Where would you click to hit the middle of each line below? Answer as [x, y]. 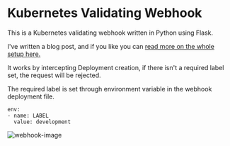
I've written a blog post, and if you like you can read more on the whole [111, 46]
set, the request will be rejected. [54, 75]
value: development [42, 122]
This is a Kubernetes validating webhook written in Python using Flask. [110, 33]
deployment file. [31, 96]
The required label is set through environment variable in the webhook [110, 89]
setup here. [24, 54]
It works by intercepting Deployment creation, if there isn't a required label [116, 67]
